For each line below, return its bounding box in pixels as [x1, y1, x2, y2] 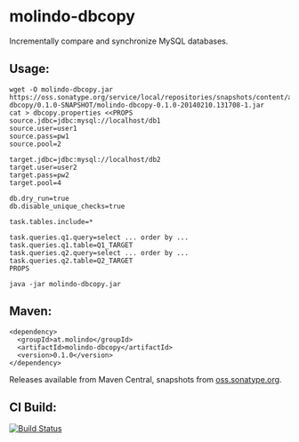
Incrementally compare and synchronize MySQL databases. [9, 36, 229, 46]
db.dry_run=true [9, 194, 69, 203]
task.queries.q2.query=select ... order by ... [9, 248, 190, 257]
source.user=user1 [9, 124, 77, 133]
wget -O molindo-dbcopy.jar [9, 84, 114, 94]
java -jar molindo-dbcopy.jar [9, 279, 122, 288]
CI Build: [9, 399, 58, 414]
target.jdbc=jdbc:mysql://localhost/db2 [9, 155, 162, 164]
